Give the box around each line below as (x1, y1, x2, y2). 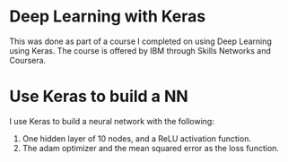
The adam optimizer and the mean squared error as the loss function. (22, 142, 280, 153)
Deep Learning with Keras (9, 6, 206, 27)
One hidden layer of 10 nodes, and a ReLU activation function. (22, 132, 251, 144)
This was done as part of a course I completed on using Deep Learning (9, 36, 272, 47)
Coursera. (9, 55, 47, 65)
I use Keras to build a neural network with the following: (9, 115, 215, 126)
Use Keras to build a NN (9, 87, 188, 107)
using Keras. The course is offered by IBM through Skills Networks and (9, 45, 272, 55)
